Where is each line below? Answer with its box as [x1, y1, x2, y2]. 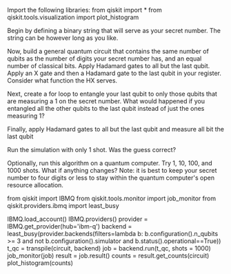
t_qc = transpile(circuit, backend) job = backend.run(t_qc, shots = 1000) [7, 244, 212, 252]
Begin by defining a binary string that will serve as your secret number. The [7, 27, 221, 34]
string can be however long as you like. [7, 34, 119, 42]
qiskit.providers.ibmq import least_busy [7, 202, 119, 209]
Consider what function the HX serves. [7, 76, 118, 85]
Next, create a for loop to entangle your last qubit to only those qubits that [7, 89, 217, 98]
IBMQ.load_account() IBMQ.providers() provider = [7, 215, 148, 223]
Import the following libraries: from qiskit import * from [7, 6, 162, 14]
